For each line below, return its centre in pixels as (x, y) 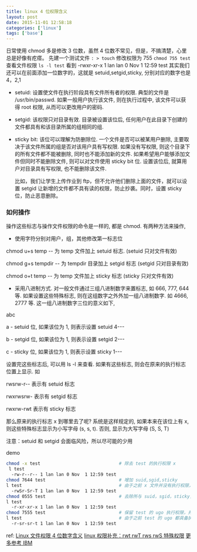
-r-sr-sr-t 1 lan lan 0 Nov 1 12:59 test (64, 524)
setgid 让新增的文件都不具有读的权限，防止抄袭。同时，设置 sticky (102, 189)
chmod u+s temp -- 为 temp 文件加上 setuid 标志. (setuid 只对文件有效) (92, 251)
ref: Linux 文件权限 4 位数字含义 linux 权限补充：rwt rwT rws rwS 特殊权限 (95, 535)
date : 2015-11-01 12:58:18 (39, 22)
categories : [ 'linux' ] (34, 28)
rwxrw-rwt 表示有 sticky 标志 (41, 409)
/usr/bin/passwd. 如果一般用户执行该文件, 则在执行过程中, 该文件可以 (98, 100)
